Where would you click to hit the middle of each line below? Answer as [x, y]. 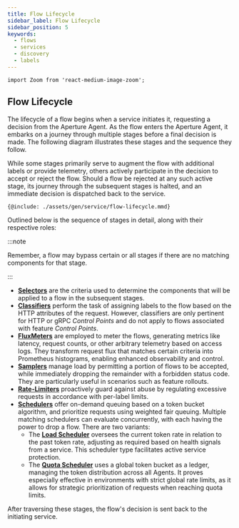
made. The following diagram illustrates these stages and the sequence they [119, 142]
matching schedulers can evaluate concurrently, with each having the [120, 419]
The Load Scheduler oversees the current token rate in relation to [125, 434]
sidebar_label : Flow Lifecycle [54, 21]
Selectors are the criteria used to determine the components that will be [124, 290]
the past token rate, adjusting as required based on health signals [124, 442]
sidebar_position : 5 [38, 27]
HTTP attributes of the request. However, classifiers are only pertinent [121, 313]
